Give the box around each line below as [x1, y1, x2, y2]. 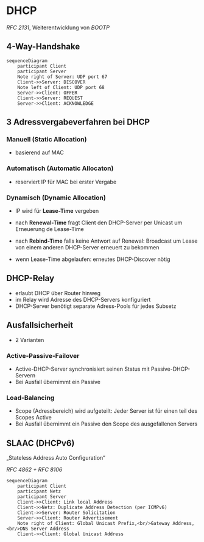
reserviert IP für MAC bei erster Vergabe [15, 178, 117, 185]
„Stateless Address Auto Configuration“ [6, 454, 105, 462]
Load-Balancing [6, 393, 55, 402]
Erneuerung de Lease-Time [15, 226, 84, 233]
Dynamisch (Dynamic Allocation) [6, 193, 107, 202]
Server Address [30, 526, 69, 532]
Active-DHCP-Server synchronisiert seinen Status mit [15, 365, 150, 373]
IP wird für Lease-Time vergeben [15, 207, 99, 215]
